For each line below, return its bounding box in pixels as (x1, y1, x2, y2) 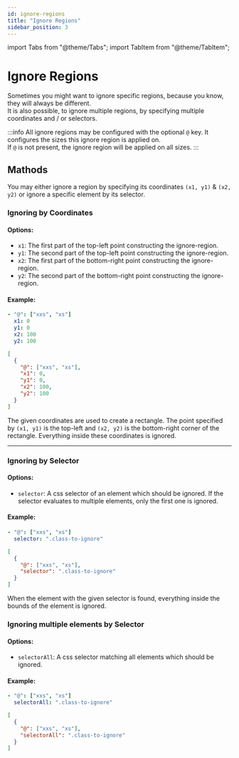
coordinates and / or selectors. (7, 114, 97, 123)
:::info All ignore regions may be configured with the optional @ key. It (7, 128, 208, 137)
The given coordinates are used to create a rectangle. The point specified (7, 416, 223, 425)
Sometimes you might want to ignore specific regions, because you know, (7, 92, 224, 100)
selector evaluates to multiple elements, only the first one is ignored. (17, 496, 218, 505)
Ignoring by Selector (7, 456, 80, 466)
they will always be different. (7, 99, 91, 107)
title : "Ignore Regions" (7, 17, 81, 24)
